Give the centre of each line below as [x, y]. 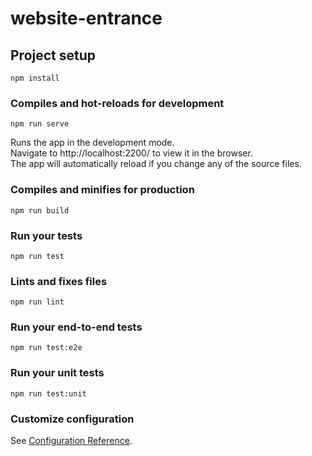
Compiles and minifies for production [102, 190]
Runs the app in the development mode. [92, 143]
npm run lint [37, 302]
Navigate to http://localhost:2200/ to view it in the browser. [131, 153]
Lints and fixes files [59, 281]
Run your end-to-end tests [76, 327]
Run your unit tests [57, 373]
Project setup [53, 55]
